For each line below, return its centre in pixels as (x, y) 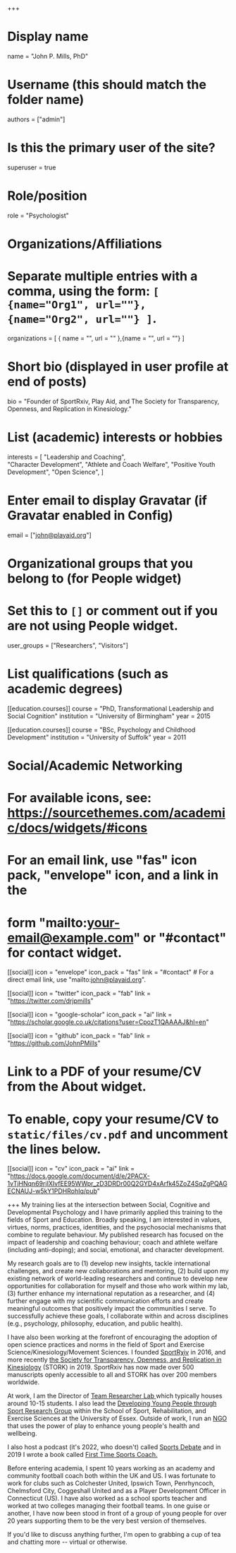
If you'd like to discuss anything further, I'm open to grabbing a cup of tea (114, 1535)
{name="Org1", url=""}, (77, 305)
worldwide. (24, 1382)
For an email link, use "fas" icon (102, 861)
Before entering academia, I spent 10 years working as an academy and (111, 1468)
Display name (48, 37)
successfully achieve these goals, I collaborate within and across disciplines (118, 1316)
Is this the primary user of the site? (112, 148)
